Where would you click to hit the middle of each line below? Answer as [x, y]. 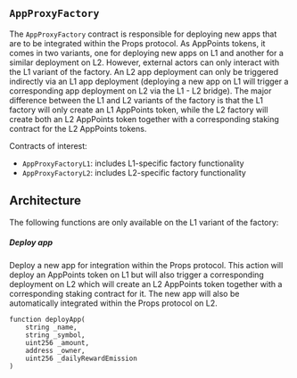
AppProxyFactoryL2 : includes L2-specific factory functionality [134, 172]
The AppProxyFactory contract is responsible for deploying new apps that [143, 34]
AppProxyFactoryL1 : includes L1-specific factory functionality [133, 163]
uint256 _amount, [58, 342]
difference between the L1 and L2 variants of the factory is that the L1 [136, 100]
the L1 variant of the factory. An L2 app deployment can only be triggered [144, 71]
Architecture [45, 201]
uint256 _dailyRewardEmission [82, 358]
